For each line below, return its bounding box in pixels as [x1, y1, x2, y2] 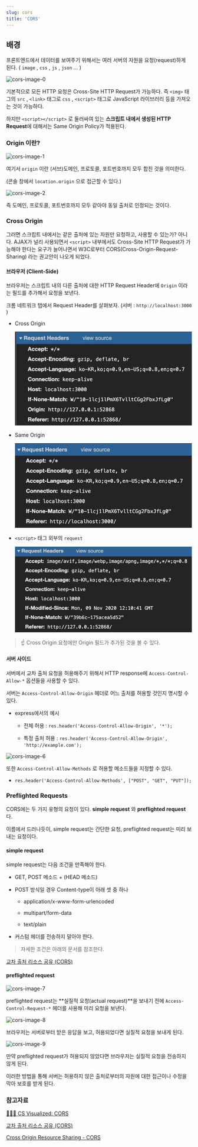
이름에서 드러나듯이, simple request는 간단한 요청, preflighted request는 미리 [6, 826, 186, 833]
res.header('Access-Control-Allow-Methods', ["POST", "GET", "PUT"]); [14, 778, 192, 784]
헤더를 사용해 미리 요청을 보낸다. [52, 1005, 127, 1012]
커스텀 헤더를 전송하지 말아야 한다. [14, 932, 94, 940]
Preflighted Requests [6, 791, 68, 800]
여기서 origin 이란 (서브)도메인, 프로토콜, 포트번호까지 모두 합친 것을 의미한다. [6, 165, 186, 172]
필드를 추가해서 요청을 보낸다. [12, 290, 81, 297]
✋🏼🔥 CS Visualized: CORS [6, 1110, 69, 1117]
